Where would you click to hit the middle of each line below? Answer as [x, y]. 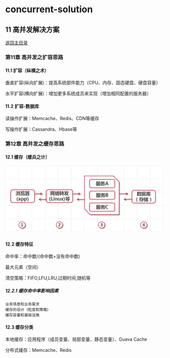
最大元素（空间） [23, 267]
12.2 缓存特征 [19, 244]
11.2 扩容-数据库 [22, 106]
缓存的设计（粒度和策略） [28, 310]
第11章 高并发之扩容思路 [34, 57]
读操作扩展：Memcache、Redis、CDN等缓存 [52, 118]
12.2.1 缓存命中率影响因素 [32, 291]
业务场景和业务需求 [22, 304]
